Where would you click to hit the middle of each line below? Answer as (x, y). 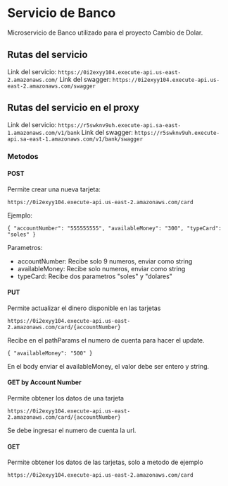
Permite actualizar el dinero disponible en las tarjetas (84, 308)
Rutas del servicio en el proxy (73, 108)
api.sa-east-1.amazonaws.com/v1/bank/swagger (75, 139)
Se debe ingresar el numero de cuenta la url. (72, 431)
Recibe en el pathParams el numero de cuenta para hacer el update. (106, 340)
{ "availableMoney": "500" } (50, 353)
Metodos (23, 157)
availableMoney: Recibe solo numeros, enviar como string (101, 268)
